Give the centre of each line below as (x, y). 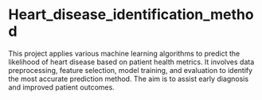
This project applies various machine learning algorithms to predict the (124, 53)
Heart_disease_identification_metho (131, 15)
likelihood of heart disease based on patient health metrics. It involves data (131, 62)
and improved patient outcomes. (62, 87)
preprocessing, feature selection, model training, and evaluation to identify (131, 70)
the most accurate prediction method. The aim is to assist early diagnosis (129, 79)
